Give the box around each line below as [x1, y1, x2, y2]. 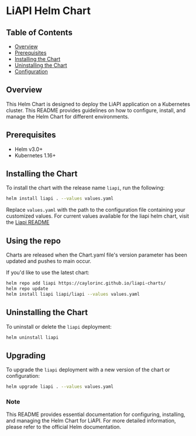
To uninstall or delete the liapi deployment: [6, 323, 112, 330]
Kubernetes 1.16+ [14, 151, 56, 159]
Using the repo [6, 236, 61, 246]
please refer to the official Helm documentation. [6, 424, 122, 431]
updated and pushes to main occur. [6, 258, 92, 265]
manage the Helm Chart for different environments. [6, 113, 130, 120]
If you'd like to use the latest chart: [6, 269, 90, 276]
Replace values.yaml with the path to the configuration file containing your [6, 207, 185, 214]
